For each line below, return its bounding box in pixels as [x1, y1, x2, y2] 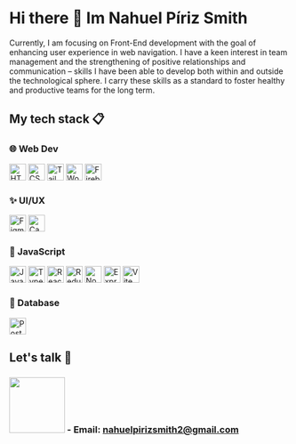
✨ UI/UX [9, 194, 46, 206]
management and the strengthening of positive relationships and [9, 56, 246, 67]
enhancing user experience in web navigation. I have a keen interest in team [9, 46, 288, 57]
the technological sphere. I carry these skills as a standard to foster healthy [9, 75, 285, 85]
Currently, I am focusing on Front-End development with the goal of [9, 37, 256, 48]
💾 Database [9, 297, 60, 310]
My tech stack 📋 [9, 111, 105, 127]
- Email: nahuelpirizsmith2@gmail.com [66, 423, 239, 435]
